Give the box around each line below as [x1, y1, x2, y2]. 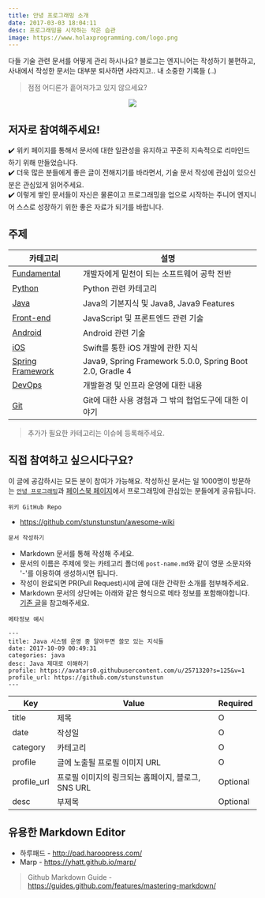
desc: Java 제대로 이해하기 [8, 659, 89, 667]
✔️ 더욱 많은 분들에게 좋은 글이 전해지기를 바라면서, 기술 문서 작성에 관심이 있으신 [8, 167, 256, 178]
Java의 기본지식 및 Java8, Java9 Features [82, 298, 235, 309]
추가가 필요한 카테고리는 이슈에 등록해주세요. [27, 428, 166, 438]
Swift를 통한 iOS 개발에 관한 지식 [82, 342, 199, 353]
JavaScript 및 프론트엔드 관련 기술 [82, 313, 204, 324]
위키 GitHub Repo [8, 503, 62, 511]
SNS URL [57, 782, 91, 793]
